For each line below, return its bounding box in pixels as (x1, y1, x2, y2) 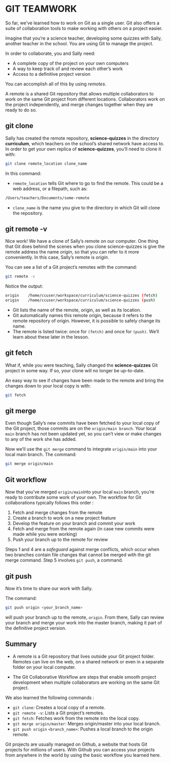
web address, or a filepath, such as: (12, 185, 88, 192)
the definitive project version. (5, 625, 67, 631)
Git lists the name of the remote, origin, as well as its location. (12, 307, 141, 313)
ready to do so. (5, 107, 37, 113)
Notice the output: (5, 283, 43, 290)
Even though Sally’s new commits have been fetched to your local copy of (5, 420, 160, 426)
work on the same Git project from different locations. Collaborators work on (5, 96, 165, 102)
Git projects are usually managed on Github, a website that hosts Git (5, 741, 148, 747)
